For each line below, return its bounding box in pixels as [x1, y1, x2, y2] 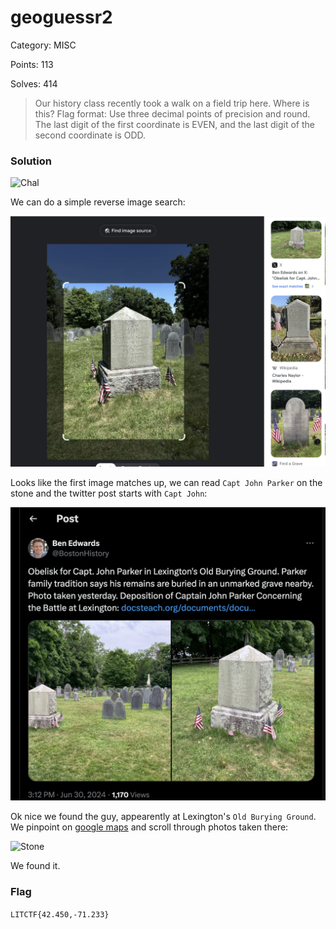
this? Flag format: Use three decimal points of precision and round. [34, 107, 311, 120]
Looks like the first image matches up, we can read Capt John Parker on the [10, 476, 323, 488]
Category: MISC [10, 39, 77, 51]
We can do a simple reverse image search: [10, 196, 186, 208]
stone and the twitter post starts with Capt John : [10, 487, 208, 499]
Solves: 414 [10, 77, 58, 90]
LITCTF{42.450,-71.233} [10, 909, 110, 920]
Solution [10, 154, 53, 168]
